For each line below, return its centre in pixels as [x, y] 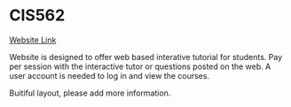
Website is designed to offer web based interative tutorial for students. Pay [146, 57]
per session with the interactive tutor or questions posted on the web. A [140, 66]
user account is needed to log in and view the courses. [110, 75]
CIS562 [37, 15]
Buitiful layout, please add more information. [90, 93]
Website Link [33, 40]
